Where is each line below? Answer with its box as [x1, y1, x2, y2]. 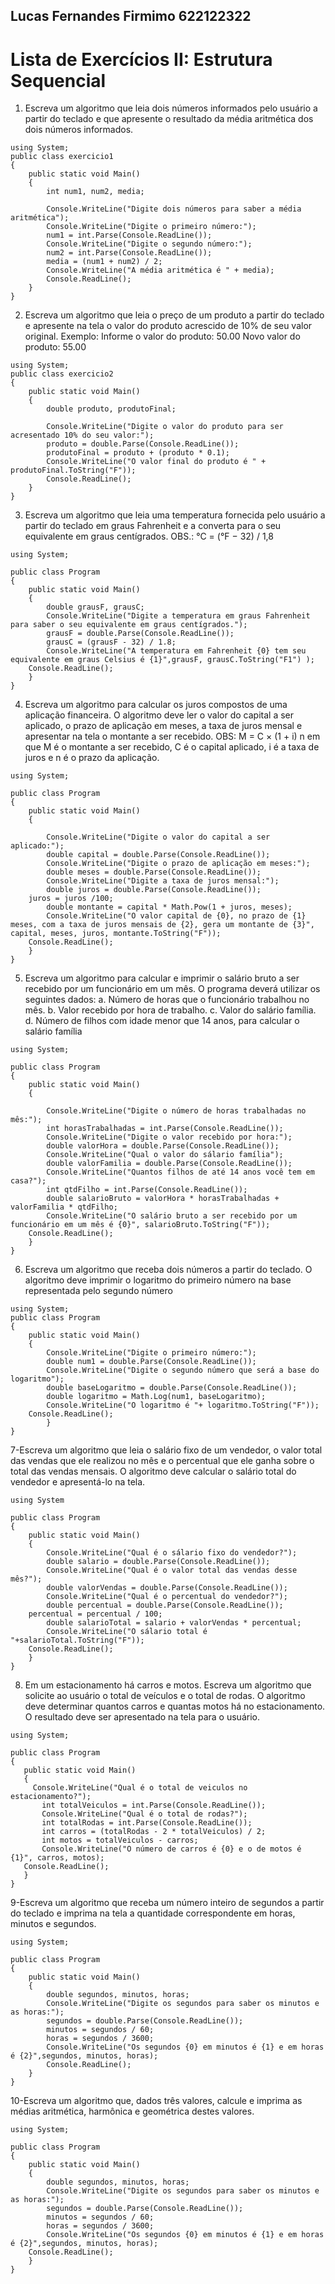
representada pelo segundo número [24, 1285, 173, 1297]
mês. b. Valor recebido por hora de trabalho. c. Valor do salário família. [24, 1004, 317, 1016]
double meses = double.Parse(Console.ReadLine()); [46, 867, 262, 878]
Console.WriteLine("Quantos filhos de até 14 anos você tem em [46, 1167, 315, 1178]
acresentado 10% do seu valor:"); [10, 430, 155, 441]
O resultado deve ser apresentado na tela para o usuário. [24, 1711, 260, 1723]
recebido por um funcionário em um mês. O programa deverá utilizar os [24, 983, 321, 995]
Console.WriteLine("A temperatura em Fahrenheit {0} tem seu [46, 646, 307, 656]
